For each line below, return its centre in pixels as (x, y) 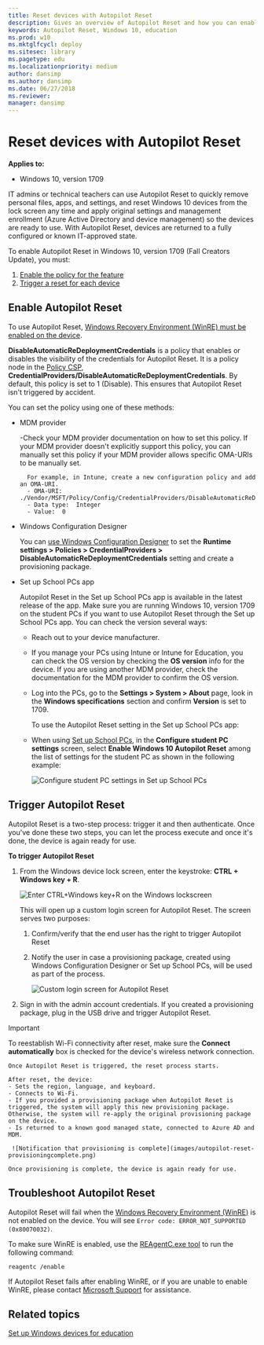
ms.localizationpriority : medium (63, 67)
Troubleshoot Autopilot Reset (82, 1193)
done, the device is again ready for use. (72, 840)
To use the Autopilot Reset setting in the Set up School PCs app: (135, 725)
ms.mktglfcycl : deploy (45, 45)
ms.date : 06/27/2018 (42, 88)
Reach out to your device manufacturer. (95, 637)
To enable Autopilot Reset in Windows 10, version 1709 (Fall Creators (119, 252)
